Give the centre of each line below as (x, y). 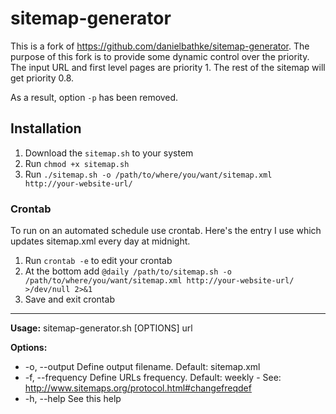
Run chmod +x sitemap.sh (77, 163)
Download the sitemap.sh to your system (109, 153)
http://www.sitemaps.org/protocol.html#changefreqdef (138, 388)
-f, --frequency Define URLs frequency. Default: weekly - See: (153, 378)
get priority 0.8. (42, 78)
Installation (46, 128)
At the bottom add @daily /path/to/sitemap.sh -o (128, 271)
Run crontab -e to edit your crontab (98, 261)
